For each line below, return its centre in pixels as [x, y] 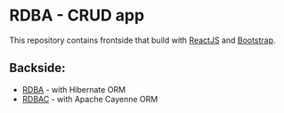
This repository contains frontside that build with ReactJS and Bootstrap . [142, 40]
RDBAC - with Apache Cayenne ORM [90, 99]
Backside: [37, 68]
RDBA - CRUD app [77, 16]
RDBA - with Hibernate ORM [74, 89]
